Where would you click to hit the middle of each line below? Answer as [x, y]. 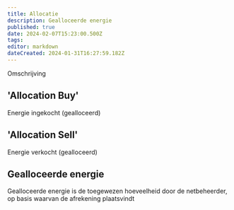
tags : [15, 40]
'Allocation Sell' [43, 135]
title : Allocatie [33, 14]
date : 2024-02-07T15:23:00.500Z [55, 34]
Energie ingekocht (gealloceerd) [54, 112]
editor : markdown [33, 47]
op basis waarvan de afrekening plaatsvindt [71, 199]
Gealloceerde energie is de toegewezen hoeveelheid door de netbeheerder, [117, 191]
